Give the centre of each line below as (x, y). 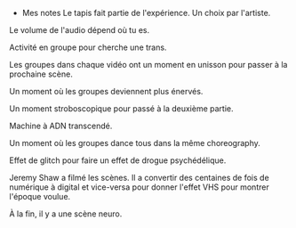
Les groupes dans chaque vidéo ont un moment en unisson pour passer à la (148, 65)
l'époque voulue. (40, 196)
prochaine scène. (41, 74)
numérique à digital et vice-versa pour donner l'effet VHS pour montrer (139, 187)
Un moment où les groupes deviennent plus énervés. (106, 91)
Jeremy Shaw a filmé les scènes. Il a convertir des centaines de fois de (139, 178)
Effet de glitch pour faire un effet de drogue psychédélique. (118, 160)
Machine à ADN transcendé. (61, 126)
